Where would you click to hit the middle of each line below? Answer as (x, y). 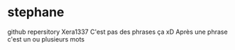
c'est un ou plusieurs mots (46, 39)
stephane (36, 12)
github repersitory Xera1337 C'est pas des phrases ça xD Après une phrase (118, 32)
